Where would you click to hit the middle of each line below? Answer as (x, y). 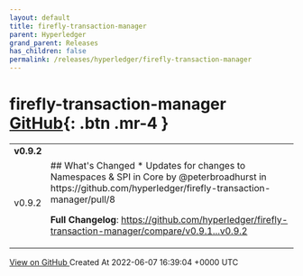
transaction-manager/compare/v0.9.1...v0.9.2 (149, 231)
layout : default (40, 18)
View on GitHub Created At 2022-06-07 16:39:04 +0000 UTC (124, 262)
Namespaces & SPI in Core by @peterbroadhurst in (159, 177)
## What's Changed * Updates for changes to (148, 165)
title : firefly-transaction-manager (78, 26)
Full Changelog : (84, 219)
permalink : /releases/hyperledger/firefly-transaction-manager (131, 60)
